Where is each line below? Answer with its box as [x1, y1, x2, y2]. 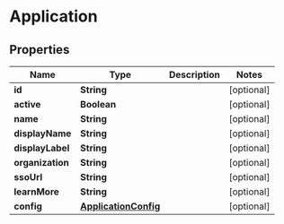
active [13, 99, 41, 110]
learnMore [13, 185, 60, 198]
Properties [9, 42, 70, 57]
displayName [13, 127, 72, 140]
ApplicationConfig [80, 200, 161, 212]
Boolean [80, 99, 117, 110]
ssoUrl [13, 171, 43, 183]
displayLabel [13, 142, 70, 154]
